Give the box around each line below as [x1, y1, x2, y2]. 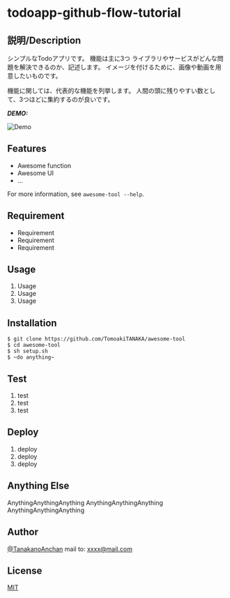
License [7, 565, 43, 576]
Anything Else [7, 480, 70, 492]
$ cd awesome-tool [7, 342, 61, 349]
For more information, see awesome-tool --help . [7, 190, 144, 198]
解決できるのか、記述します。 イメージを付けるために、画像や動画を [19, 63, 216, 71]
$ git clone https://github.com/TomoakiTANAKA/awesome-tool [7, 336, 186, 343]
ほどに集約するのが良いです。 [29, 96, 114, 103]
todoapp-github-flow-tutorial [7, 5, 181, 21]
